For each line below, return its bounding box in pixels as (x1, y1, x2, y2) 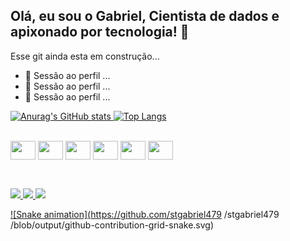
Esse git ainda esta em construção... (10, 50, 160, 62)
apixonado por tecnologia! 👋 (10, 24, 190, 41)
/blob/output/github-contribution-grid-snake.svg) (10, 219, 215, 231)
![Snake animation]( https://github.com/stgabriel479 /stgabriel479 (10, 209, 280, 221)
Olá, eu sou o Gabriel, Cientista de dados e (10, 8, 280, 25)
